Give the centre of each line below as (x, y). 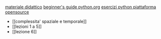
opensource (17, 12)
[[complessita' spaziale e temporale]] (49, 21)
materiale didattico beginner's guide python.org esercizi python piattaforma (80, 7)
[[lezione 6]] (24, 32)
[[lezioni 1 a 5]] (27, 26)
